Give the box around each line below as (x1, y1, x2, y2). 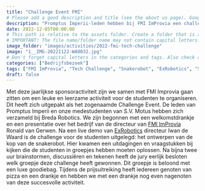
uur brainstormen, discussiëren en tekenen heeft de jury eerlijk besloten (6, 153, 187, 160)
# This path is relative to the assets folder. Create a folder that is (6, 32, 195, 38)
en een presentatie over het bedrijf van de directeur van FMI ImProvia (6, 120, 181, 128)
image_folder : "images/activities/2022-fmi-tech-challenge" (6, 43, 163, 49)
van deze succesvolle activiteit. (6, 179, 85, 186)
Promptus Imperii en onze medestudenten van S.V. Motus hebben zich (6, 107, 184, 115)
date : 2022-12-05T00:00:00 (6, 26, 75, 32)
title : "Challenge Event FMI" (6, 9, 84, 15)
